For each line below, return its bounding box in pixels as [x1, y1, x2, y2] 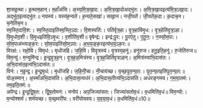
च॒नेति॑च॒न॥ [6, 20, 28, 27]
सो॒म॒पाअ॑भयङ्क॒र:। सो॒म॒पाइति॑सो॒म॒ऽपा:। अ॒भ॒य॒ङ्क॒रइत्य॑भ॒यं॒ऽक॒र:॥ [6, 40, 130, 47]
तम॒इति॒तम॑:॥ [6, 81, 31, 88]
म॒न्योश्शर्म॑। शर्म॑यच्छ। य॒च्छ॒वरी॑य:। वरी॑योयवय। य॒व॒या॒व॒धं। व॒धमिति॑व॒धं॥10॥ [6, 95, 150, 102]
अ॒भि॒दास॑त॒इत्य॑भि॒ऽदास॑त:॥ [6, 61, 55, 68]
